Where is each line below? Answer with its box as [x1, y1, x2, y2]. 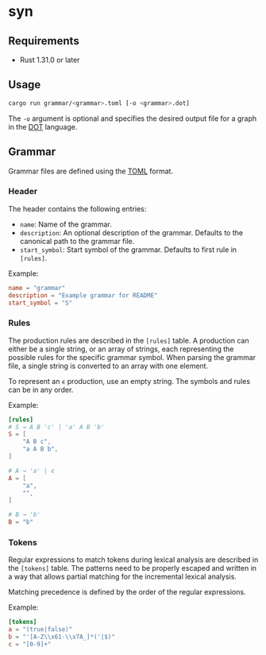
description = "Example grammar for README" [8, 291, 158, 300]
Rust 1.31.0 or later [19, 55, 80, 64]
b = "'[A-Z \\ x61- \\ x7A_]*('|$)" [8, 633, 115, 641]
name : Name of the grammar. [19, 219, 113, 229]
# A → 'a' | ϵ [8, 467, 56, 475]
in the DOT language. [8, 122, 78, 131]
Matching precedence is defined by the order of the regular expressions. [8, 587, 246, 597]
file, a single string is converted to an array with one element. [8, 361, 209, 370]
